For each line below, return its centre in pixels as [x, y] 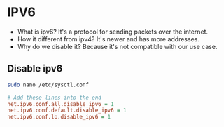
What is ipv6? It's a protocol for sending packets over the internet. [113, 32]
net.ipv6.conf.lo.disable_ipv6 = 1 [59, 117]
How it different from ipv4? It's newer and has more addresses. [108, 39]
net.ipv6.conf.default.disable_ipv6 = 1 [67, 111]
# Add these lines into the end [54, 98]
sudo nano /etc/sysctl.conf [48, 85]
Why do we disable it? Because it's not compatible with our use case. [117, 46]
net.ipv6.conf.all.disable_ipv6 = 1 [61, 104]
